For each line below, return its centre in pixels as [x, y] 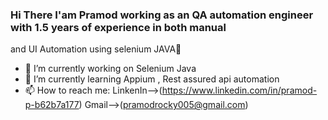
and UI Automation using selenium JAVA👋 [96, 49]
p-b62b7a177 [52, 105]
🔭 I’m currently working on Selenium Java [110, 69]
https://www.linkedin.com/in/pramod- [239, 90]
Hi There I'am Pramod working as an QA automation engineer [162, 15]
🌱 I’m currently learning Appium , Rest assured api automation [152, 79]
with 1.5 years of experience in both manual [118, 27]
